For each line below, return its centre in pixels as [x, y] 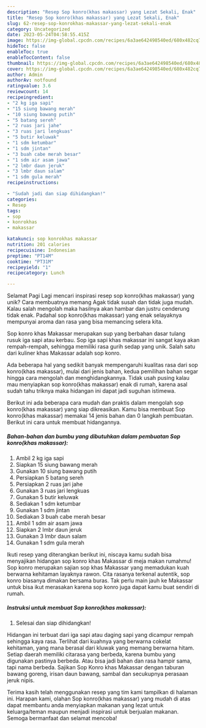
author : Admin [25, 75]
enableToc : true [28, 52]
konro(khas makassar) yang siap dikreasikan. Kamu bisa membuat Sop [96, 409]
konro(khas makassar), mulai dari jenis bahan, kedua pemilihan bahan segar [103, 371]
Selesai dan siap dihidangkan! [53, 623]
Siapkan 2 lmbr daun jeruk [49, 530]
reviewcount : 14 [28, 92]
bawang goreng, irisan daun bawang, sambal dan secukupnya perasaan [98, 674]
